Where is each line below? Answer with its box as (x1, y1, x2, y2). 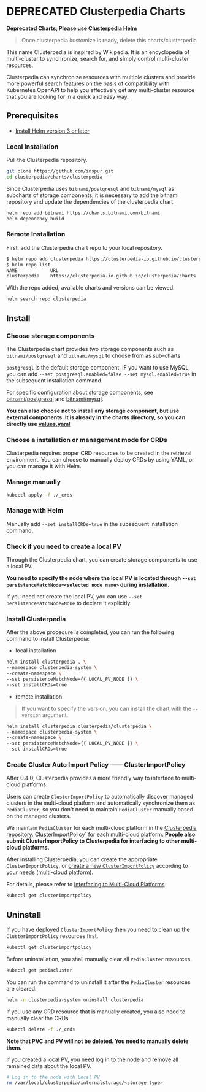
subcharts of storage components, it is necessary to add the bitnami (6, 192, 179, 199)
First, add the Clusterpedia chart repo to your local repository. (6, 244, 162, 251)
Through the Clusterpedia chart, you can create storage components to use (6, 556, 197, 563)
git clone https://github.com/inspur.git (6, 168, 114, 174)
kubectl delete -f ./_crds (6, 1026, 75, 1032)
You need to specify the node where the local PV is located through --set (6, 574, 196, 581)
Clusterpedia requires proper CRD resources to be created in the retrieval (6, 449, 192, 457)
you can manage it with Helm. (6, 462, 82, 470)
